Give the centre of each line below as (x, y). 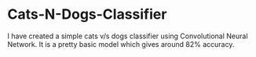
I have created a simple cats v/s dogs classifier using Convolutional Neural (128, 36)
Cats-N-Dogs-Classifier (87, 14)
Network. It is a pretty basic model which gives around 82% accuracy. (121, 44)
